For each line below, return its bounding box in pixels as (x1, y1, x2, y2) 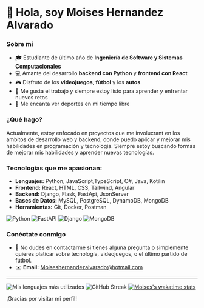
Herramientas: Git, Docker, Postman (15, 203, 107, 211)
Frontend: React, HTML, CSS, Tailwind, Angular (15, 184, 135, 192)
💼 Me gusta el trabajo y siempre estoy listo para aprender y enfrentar (15, 87, 188, 95)
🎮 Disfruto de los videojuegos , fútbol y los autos (15, 79, 141, 86)
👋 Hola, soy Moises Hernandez (6, 5, 164, 19)
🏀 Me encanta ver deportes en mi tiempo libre (15, 100, 130, 108)
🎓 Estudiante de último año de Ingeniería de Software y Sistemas (15, 54, 183, 61)
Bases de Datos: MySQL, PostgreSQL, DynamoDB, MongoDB (15, 197, 169, 204)
